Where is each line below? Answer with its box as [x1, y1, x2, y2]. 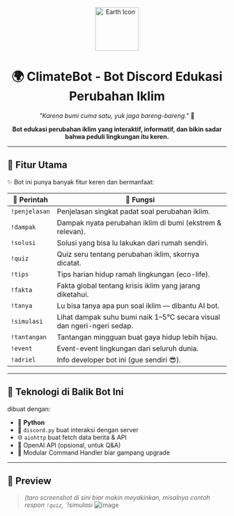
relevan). [56, 226, 86, 236]
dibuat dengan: [7, 404, 51, 413]
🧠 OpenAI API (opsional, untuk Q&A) [17, 441, 121, 449]
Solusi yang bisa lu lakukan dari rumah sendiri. [56, 237, 209, 247]
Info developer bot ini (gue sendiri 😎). [56, 355, 181, 364]
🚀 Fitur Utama [7, 159, 68, 171]
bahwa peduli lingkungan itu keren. [65, 132, 169, 140]
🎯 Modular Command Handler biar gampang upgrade [17, 448, 171, 457]
